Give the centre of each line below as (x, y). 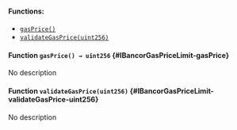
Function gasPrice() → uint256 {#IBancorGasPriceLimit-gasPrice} (119, 55)
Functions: (27, 11)
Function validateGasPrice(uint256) (68, 91)
